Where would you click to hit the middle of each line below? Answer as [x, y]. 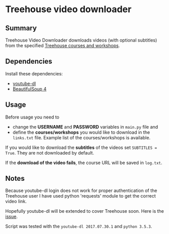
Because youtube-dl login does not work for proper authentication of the [81, 190]
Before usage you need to [32, 117]
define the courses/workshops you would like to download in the [81, 132]
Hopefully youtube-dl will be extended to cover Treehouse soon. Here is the [84, 211]
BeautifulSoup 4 [29, 89]
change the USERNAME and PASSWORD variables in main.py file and [85, 127]
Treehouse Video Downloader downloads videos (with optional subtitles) [81, 40]
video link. [16, 202]
